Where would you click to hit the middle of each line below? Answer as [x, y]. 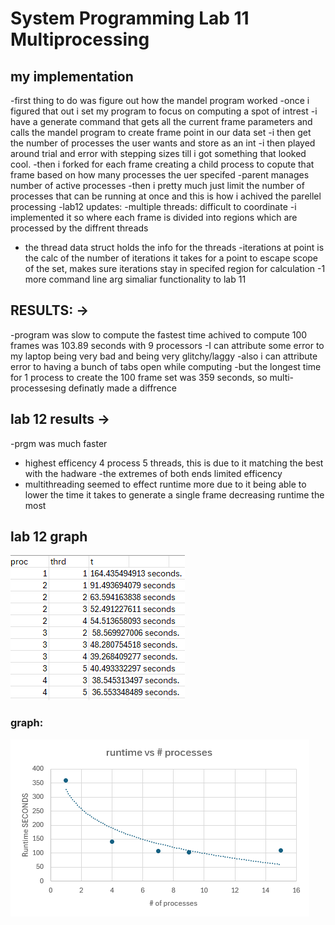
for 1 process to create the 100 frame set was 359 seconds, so [139, 377]
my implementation [72, 76]
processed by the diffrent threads [79, 228]
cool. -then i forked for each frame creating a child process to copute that [162, 164]
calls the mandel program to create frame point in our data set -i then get [161, 132]
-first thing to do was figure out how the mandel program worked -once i [160, 100]
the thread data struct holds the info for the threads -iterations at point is [174, 247]
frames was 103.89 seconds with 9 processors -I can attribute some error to [167, 345]
